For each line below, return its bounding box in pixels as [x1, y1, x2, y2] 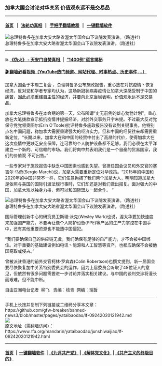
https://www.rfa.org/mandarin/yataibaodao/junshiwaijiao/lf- [5, 328, 124, 335]
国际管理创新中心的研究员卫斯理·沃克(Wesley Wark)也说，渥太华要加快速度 [5, 214, 154, 220]
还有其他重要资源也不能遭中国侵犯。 [13, 226, 85, 232]
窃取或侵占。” [9, 248, 35, 254]
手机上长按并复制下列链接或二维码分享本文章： [5, 302, 98, 308]
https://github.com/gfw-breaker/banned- [5, 307, 87, 313]
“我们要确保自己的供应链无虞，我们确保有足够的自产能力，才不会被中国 [5, 236, 147, 242]
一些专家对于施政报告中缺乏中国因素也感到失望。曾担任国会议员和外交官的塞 [5, 163, 157, 169]
